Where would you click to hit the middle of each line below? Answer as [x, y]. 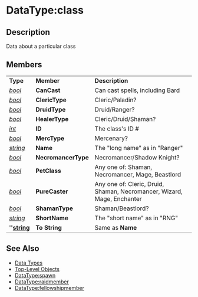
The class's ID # [117, 129]
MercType [50, 138]
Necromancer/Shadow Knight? [137, 157]
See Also [23, 249]
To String [48, 227]
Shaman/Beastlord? [122, 208]
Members [24, 65]
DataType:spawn [35, 275]
